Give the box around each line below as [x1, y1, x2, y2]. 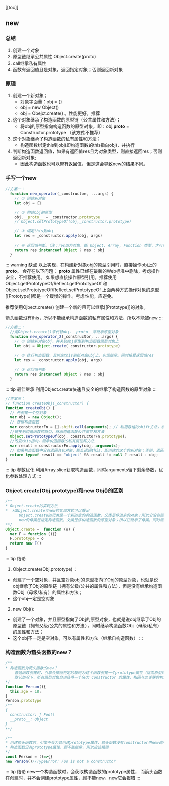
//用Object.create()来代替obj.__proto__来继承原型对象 [10, 330, 119, 335]
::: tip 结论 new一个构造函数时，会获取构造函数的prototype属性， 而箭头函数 [5, 768, 163, 774]
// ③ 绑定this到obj [14, 229, 54, 234]
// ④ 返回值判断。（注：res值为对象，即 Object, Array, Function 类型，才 [14, 243, 159, 248]
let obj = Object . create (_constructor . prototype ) [14, 343, 121, 348]
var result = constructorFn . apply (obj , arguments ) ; [10, 443, 121, 448]
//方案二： [5, 325, 25, 330]
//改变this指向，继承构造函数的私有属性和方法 [10, 438, 95, 443]
